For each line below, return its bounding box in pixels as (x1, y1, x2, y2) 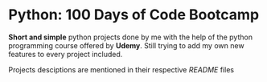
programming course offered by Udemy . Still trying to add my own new (8, 40, 244, 50)
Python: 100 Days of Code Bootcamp (8, 6, 260, 24)
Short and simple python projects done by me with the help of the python (8, 32, 253, 42)
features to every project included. (8, 49, 123, 59)
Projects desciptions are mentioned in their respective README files (8, 64, 235, 74)
